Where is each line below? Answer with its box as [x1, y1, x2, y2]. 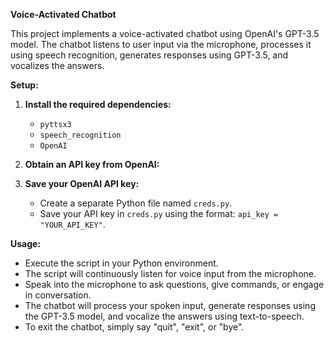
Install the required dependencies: [24, 99, 172, 110]
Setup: [10, 79, 39, 91]
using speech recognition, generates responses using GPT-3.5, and [10, 49, 289, 61]
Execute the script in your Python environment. [24, 257, 219, 269]
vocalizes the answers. [10, 60, 105, 71]
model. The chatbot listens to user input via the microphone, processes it [10, 39, 312, 50]
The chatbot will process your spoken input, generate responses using [24, 300, 316, 311]
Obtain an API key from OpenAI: [24, 159, 160, 170]
